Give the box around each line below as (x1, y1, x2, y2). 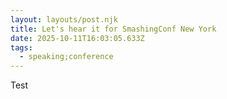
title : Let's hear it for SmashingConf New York (10, 24, 217, 34)
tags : (10, 42, 33, 53)
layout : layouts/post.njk (10, 14, 118, 25)
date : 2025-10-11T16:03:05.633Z (10, 33, 145, 43)
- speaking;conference (19, 52, 114, 62)
